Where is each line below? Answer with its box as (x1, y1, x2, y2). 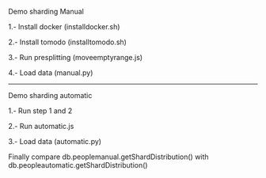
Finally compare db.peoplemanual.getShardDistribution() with (8, 152, 209, 161)
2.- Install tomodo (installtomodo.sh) (8, 37, 127, 47)
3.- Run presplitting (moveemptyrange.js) (8, 53, 143, 62)
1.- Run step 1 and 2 (8, 106, 73, 116)
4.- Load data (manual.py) (8, 68, 93, 78)
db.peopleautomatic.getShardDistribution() (8, 161, 148, 169)
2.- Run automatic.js (8, 122, 74, 131)
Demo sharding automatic (8, 91, 93, 100)
